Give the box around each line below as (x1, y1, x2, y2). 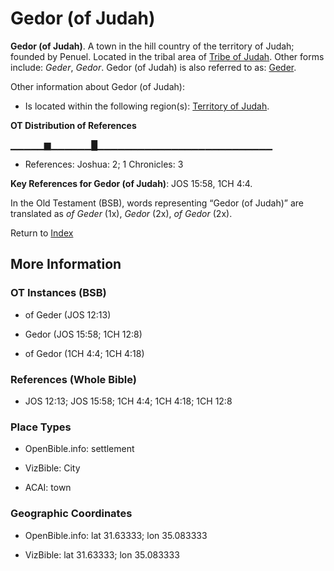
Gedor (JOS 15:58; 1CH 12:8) (24, 328, 143, 340)
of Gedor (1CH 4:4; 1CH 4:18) (24, 347, 145, 359)
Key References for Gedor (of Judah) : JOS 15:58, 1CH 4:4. (10, 177, 253, 189)
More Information (10, 256, 122, 273)
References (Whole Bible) (10, 372, 137, 386)
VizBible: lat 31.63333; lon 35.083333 (24, 548, 180, 561)
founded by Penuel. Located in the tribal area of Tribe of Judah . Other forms (10, 50, 325, 62)
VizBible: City (24, 462, 81, 474)
